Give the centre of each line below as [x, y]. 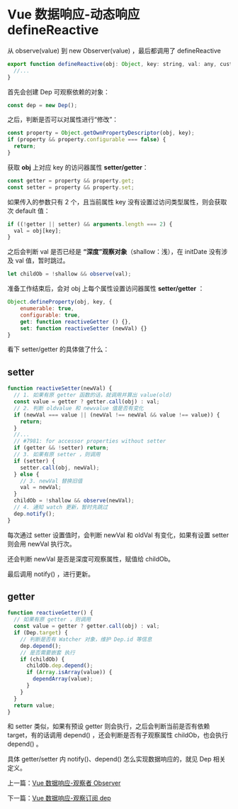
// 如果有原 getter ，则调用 [52, 620]
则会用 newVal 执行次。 [41, 544]
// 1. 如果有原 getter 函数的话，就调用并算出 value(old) [93, 395]
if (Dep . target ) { [41, 633]
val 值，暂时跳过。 [42, 260]
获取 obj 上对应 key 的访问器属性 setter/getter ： [78, 167]
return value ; [34, 705]
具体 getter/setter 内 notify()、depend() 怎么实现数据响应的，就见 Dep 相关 [117, 759]
